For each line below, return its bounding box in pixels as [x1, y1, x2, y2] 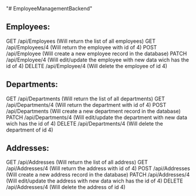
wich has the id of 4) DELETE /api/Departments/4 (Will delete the [6, 120, 163, 127]
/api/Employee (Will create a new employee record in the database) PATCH [6, 50, 187, 57]
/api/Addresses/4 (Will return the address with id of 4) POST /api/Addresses [6, 165, 191, 172]
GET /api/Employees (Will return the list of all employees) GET [6, 38, 156, 45]
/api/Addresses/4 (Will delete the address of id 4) [6, 184, 126, 191]
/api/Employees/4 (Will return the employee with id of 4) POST [6, 43, 157, 50]
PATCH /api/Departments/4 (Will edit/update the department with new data [6, 114, 188, 121]
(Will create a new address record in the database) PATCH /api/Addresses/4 [6, 171, 190, 178]
